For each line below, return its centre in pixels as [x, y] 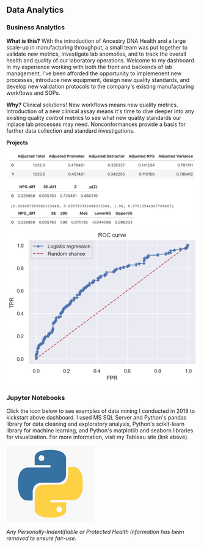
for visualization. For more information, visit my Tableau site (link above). [98, 437]
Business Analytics [36, 28]
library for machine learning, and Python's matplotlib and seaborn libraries [100, 431]
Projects [17, 143]
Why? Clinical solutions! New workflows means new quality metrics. [92, 105]
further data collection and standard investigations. [71, 130]
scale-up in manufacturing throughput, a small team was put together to [97, 47]
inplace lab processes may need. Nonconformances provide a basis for [96, 124]
